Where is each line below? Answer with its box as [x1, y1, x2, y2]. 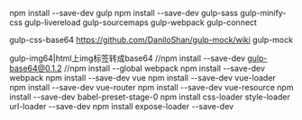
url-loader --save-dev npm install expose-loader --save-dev [9, 101, 234, 111]
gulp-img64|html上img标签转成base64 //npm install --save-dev [9, 53, 246, 64]
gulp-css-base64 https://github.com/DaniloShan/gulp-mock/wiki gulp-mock [9, 35, 294, 45]
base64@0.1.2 [9, 63, 62, 73]
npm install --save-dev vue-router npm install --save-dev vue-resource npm [9, 82, 294, 92]
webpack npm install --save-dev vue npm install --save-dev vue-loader [9, 73, 277, 83]
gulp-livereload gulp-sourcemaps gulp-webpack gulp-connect [23, 17, 257, 28]
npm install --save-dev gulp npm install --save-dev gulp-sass [9, 8, 239, 18]
